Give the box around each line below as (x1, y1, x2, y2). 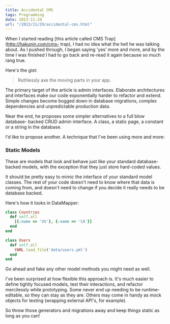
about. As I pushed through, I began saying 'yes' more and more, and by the (5, 46, 165, 53)
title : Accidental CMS (5, 7, 53, 13)
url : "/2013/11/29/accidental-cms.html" (5, 21, 93, 27)
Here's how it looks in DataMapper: (5, 200, 79, 206)
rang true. (5, 57, 26, 64)
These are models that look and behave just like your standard (5, 158, 136, 164)
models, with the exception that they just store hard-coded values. (22, 164, 161, 170)
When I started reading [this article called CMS (5, 36, 103, 42)
